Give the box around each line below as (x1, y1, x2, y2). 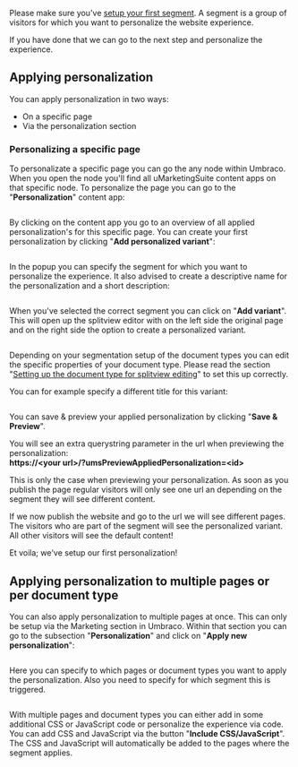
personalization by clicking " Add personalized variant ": (9, 237, 216, 247)
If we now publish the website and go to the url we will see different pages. (9, 511, 286, 522)
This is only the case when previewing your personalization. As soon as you (9, 475, 289, 486)
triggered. (9, 684, 47, 694)
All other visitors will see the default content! (9, 530, 174, 541)
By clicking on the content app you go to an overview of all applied (9, 217, 255, 228)
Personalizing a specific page (9, 142, 141, 155)
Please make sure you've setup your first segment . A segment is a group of (9, 8, 287, 18)
